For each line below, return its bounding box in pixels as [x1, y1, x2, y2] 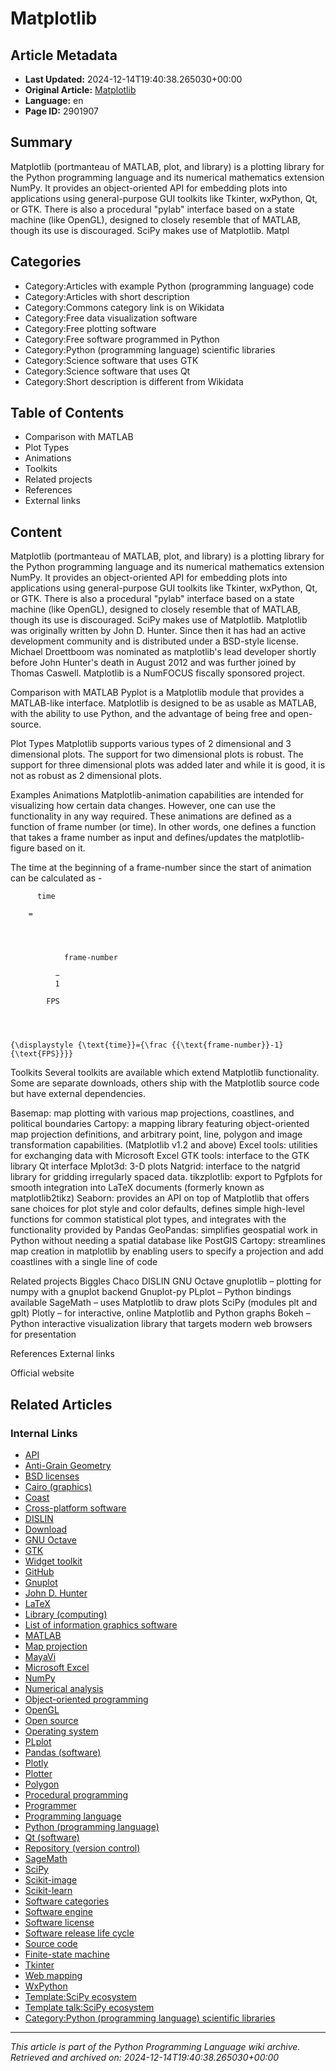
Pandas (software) [24, 1746, 102, 1758]
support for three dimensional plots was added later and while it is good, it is [10, 759, 326, 771]
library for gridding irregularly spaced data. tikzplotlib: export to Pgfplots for [10, 1171, 323, 1183]
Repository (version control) [24, 1842, 141, 1854]
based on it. [36, 842, 86, 854]
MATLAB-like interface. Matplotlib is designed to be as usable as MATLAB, [10, 697, 317, 709]
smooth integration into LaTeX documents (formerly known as [10, 1182, 265, 1194]
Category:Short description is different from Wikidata [24, 375, 244, 387]
